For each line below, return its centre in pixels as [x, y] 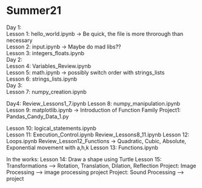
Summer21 [34, 11]
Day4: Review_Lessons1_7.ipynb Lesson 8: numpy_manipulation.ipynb [93, 103]
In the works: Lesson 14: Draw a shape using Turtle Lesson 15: [84, 159]
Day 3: [15, 85]
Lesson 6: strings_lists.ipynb [42, 79]
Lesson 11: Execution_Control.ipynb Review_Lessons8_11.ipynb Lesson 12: [98, 135]
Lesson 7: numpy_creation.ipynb [46, 92]
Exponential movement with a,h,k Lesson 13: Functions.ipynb [82, 147]
